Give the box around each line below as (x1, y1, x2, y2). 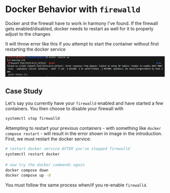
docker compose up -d (5, 173, 51, 178)
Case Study (5, 87, 43, 95)
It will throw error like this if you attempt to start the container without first (5, 40, 159, 46)
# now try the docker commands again (5, 162, 85, 167)
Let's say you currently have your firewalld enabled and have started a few (5, 100, 163, 107)
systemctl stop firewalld (5, 116, 60, 121)
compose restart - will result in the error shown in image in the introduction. (5, 130, 163, 137)
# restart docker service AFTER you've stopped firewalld (5, 147, 130, 152)
